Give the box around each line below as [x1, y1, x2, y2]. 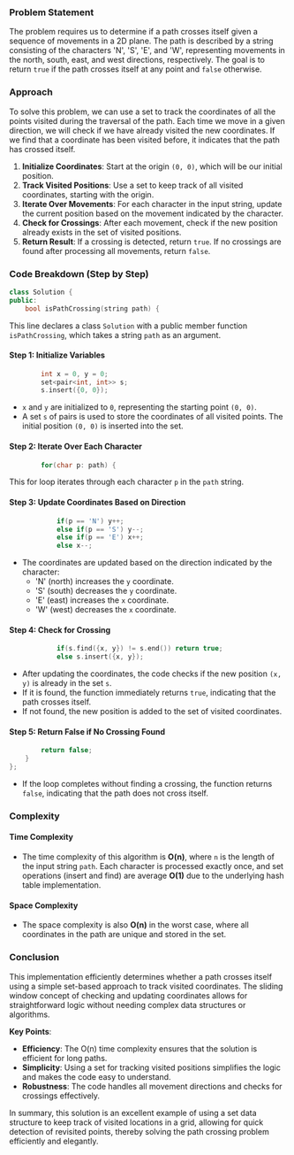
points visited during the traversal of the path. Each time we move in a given [9, 115, 285, 126]
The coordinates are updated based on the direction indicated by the [21, 558, 273, 568]
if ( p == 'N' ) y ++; [56, 516, 124, 526]
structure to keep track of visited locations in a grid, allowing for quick [9, 1117, 264, 1128]
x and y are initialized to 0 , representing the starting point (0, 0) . [21, 402, 258, 412]
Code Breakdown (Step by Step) [9, 267, 149, 280]
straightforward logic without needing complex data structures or [9, 999, 246, 1010]
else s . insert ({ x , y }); [56, 652, 144, 661]
